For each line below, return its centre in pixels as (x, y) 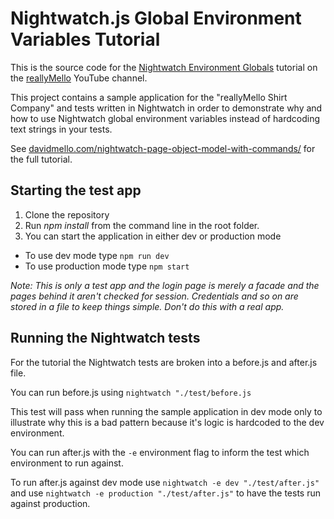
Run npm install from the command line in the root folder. (142, 225)
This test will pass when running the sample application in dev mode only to (166, 411)
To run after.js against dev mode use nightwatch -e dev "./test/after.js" (165, 482)
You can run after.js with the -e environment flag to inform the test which (160, 452)
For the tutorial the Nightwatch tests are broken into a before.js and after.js (164, 362)
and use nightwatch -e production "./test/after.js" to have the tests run (165, 493)
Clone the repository (67, 214)
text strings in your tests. (61, 129)
